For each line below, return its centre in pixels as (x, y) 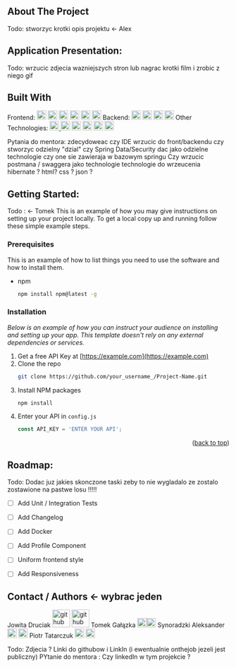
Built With (29, 98)
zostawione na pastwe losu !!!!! (52, 489)
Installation (27, 312)
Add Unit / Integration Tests (57, 503)
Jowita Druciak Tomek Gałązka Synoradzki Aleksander (116, 625)
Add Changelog (40, 518)
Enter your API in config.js (57, 417)
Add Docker (35, 532)
